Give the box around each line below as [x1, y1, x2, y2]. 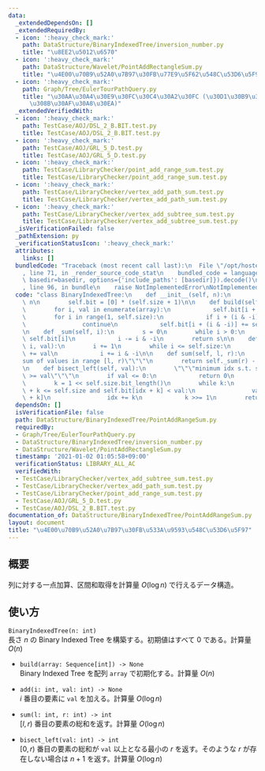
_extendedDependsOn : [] [15, 19, 93, 27]
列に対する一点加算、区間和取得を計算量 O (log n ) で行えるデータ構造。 [8, 580, 238, 589]
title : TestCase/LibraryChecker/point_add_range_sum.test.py [22, 173, 227, 182]
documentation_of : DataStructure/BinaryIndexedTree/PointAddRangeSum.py [8, 512, 252, 520]
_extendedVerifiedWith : [15, 108, 93, 115]
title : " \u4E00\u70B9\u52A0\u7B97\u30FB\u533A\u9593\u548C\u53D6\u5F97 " [8, 527, 252, 535]
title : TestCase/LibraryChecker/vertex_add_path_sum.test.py [22, 195, 227, 203]
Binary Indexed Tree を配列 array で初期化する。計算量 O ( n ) [19, 668, 215, 678]
